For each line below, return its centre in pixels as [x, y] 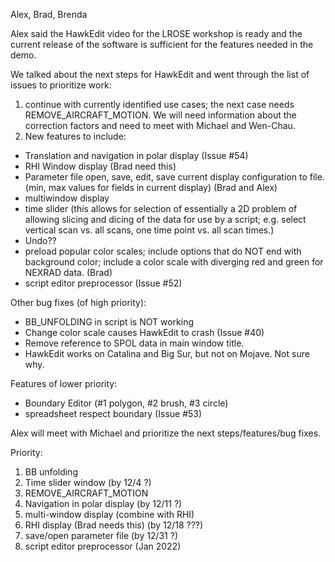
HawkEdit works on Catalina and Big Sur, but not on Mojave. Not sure [167, 353]
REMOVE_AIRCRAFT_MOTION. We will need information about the [160, 115]
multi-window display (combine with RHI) [109, 514]
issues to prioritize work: [61, 85]
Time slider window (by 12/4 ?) [88, 482]
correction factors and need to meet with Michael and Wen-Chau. [160, 125]
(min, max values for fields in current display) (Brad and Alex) [151, 187]
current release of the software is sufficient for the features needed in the [162, 44]
